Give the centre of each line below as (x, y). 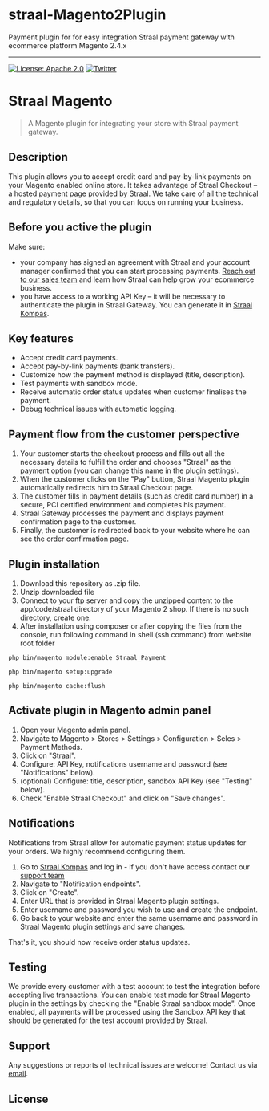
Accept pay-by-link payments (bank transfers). (97, 366)
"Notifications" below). (58, 772)
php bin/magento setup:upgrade (60, 672)
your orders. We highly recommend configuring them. (97, 851)
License (28, 1099)
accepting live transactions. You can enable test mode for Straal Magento (129, 995)
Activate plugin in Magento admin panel (110, 711)
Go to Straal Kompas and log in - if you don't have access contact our (135, 867)
